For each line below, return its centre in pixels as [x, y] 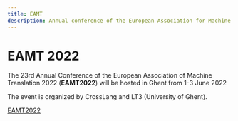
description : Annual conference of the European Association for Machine [119, 21]
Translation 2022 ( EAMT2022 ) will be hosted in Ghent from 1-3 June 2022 [117, 83]
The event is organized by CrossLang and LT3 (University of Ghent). [108, 97]
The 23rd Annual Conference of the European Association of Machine [110, 75]
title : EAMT [25, 14]
